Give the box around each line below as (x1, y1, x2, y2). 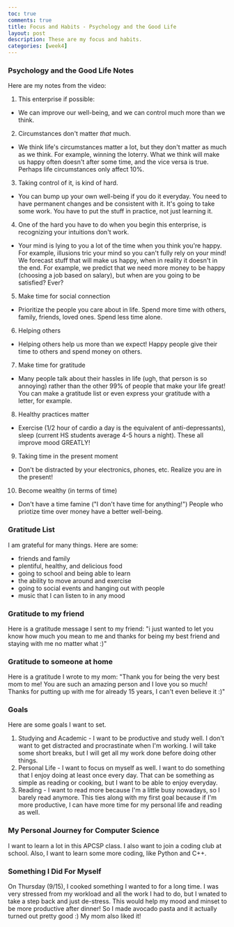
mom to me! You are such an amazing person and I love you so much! (8, 680, 208, 688)
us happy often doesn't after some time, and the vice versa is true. (17, 158, 209, 166)
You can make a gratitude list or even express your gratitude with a (17, 389, 210, 398)
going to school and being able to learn (17, 569, 131, 578)
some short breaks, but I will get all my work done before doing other (17, 749, 217, 758)
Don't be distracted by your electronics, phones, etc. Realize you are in (17, 465, 222, 474)
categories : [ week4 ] (8, 43, 68, 50)
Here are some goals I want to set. (8, 721, 107, 729)
